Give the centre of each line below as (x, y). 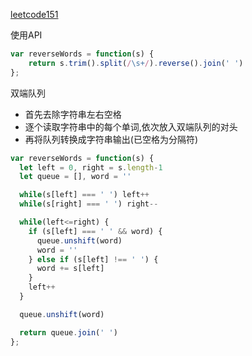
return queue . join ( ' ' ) (68, 332)
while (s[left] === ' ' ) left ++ (84, 195)
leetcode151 (34, 14)
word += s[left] (70, 269)
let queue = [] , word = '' (75, 177)
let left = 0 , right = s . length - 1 (91, 167)
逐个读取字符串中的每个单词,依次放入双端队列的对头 (131, 126)
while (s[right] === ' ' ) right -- (89, 204)
